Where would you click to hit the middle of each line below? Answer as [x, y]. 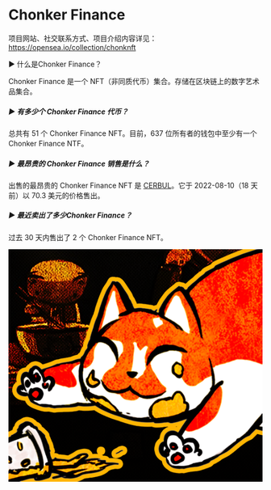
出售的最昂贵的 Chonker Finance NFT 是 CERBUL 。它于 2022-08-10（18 [129, 185]
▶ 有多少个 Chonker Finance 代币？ [69, 112]
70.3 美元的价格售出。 [68, 195]
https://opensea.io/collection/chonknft [72, 47]
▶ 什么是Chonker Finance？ [55, 64]
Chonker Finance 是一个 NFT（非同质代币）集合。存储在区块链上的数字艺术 [134, 81]
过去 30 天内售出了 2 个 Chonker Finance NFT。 [88, 237]
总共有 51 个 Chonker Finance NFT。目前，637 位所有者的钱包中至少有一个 [133, 133]
